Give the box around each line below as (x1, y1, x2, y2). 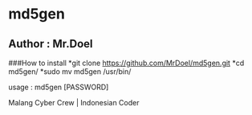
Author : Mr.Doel (8, 37, 94, 51)
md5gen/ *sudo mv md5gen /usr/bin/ (8, 67, 132, 76)
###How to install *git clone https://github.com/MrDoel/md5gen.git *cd (8, 58, 245, 68)
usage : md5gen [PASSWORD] (8, 82, 109, 92)
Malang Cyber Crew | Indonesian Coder (8, 98, 140, 107)
